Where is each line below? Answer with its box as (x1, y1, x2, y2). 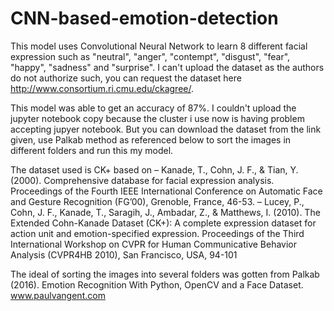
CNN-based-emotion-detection (10, 7, 279, 30)
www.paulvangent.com (10, 289, 106, 301)
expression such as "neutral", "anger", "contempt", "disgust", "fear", (10, 50, 291, 62)
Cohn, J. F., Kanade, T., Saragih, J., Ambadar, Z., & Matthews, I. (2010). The (10, 206, 321, 218)
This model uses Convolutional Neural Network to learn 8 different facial (10, 40, 308, 52)
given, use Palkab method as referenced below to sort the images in (10, 133, 292, 146)
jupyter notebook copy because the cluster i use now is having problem (10, 112, 305, 124)
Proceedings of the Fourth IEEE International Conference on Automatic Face (10, 185, 323, 197)
